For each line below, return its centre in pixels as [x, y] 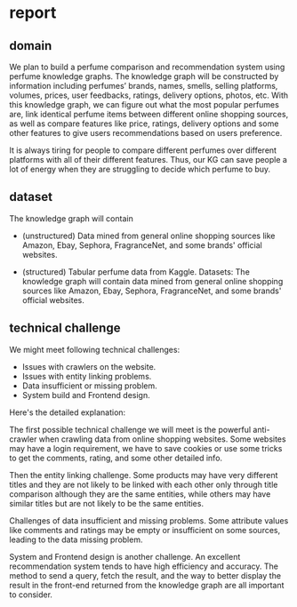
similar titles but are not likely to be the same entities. [107, 503]
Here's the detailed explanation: [68, 412]
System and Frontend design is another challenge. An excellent [125, 556]
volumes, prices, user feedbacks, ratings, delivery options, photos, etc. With [149, 95]
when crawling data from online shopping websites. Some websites [162, 439]
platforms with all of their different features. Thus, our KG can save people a [148, 160]
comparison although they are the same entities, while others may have [140, 494]
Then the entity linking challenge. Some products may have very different [144, 475]
